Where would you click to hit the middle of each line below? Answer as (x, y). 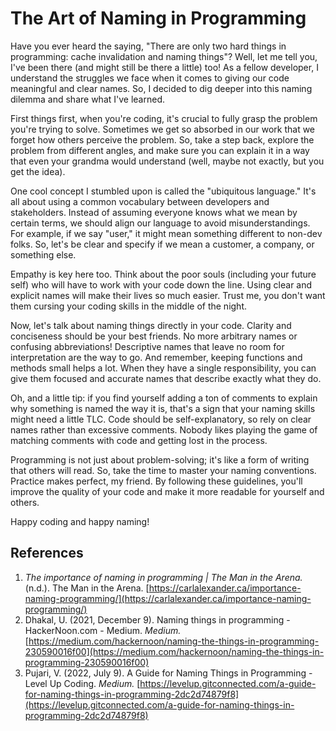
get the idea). (38, 171)
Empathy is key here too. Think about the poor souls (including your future (163, 274)
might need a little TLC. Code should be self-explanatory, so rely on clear (161, 419)
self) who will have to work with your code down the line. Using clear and (161, 284)
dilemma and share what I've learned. (87, 99)
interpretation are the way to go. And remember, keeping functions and (156, 357)
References (47, 553)
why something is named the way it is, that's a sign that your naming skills (163, 408)
